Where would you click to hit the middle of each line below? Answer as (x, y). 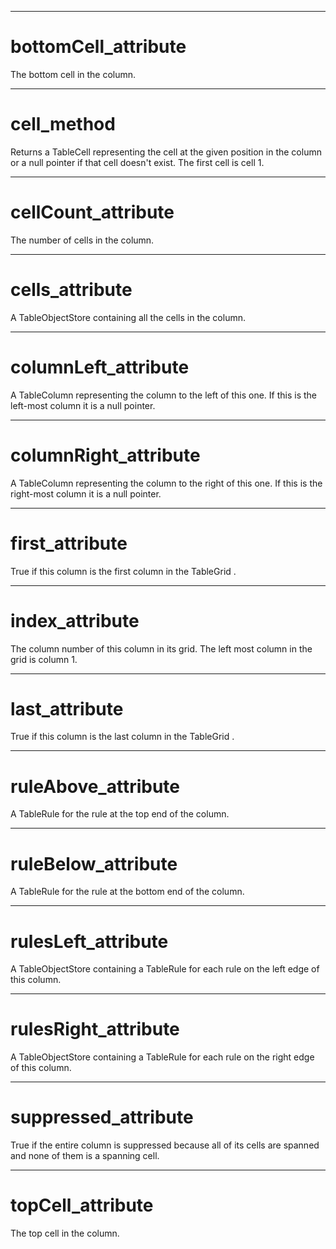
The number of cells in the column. (82, 240)
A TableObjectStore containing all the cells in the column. (128, 317)
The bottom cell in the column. (73, 74)
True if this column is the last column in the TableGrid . (122, 737)
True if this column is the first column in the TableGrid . (123, 571)
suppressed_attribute (102, 1117)
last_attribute (67, 708)
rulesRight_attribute (95, 1029)
